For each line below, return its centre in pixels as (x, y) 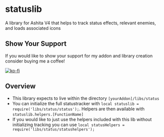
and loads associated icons (33, 28)
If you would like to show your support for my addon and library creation (79, 56)
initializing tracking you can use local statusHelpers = (68, 125)
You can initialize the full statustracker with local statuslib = (76, 103)
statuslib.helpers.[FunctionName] (48, 114)
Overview (21, 86)
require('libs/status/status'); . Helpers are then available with (78, 109)
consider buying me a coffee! (35, 61)
